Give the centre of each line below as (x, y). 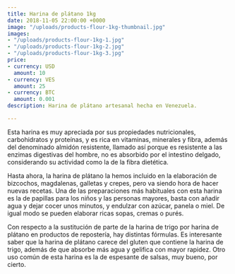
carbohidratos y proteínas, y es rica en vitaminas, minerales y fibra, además (117, 139)
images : (19, 34)
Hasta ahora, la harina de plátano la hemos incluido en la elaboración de (112, 175)
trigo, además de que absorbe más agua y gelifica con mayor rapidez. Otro (116, 249)
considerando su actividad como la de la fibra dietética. (88, 162)
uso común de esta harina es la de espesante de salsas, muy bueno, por (113, 257)
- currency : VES (31, 79)
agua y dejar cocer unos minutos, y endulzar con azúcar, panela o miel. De (116, 205)
